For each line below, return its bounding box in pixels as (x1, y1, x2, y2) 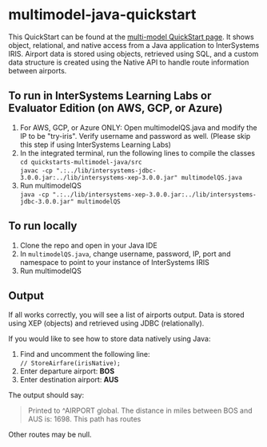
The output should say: (8, 390, 85, 400)
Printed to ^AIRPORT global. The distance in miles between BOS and (27, 405, 253, 416)
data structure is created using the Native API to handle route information (8, 57, 249, 67)
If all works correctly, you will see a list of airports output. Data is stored (8, 310, 245, 320)
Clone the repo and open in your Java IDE (19, 240, 157, 250)
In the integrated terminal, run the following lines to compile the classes (19, 148, 256, 157)
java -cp (19, 190, 50, 199)
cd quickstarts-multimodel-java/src (19, 158, 142, 166)
